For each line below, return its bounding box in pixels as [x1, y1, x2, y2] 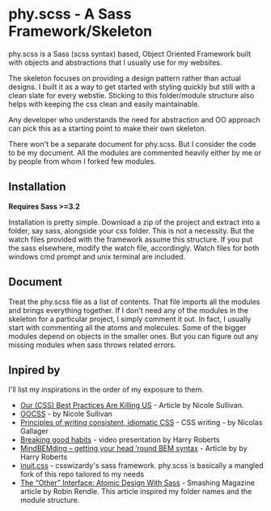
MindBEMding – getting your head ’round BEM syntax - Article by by [19, 444, 248, 453]
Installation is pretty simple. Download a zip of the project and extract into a [8, 217, 260, 227]
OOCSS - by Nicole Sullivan [19, 409, 113, 419]
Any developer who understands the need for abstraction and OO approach [8, 114, 260, 124]
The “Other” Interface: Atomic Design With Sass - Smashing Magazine [19, 478, 255, 487]
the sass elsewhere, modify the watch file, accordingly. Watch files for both [8, 243, 260, 252]
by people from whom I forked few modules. [8, 156, 156, 166]
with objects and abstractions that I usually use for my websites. [8, 58, 222, 67]
